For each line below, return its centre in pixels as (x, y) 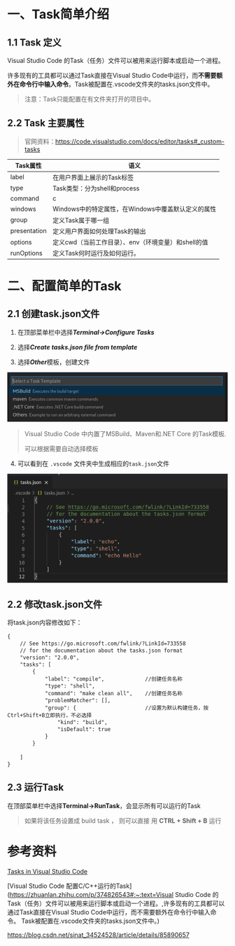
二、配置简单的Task (64, 286)
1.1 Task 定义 (34, 42)
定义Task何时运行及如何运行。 (96, 253)
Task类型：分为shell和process (96, 188)
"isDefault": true (84, 729)
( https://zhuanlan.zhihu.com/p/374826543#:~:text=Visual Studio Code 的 (113, 894)
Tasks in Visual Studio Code (48, 871)
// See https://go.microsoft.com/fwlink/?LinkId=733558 (103, 644)
